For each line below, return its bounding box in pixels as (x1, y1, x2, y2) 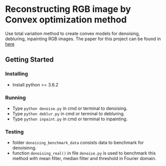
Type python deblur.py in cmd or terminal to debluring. (12, 110, 125, 116)
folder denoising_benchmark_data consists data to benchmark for (12, 140, 144, 146)
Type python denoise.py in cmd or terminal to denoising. (12, 105, 128, 111)
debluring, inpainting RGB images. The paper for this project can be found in (5, 36, 161, 42)
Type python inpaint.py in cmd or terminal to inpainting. (12, 116, 128, 122)
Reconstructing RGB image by (5, 3, 131, 15)
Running (5, 94, 26, 101)
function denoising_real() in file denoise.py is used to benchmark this (12, 150, 156, 156)
